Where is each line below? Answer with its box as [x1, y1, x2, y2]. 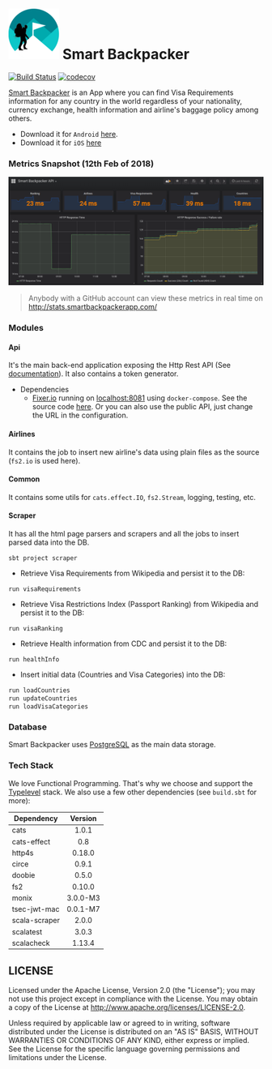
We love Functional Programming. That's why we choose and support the [8, 778, 253, 788]
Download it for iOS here [19, 138, 102, 148]
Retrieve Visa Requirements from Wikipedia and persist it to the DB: [19, 568, 245, 579]
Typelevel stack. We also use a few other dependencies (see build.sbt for [8, 787, 257, 797]
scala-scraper [11, 916, 61, 926]
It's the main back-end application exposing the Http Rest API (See [8, 361, 231, 370]
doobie [11, 870, 36, 880]
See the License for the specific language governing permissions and [8, 1044, 240, 1054]
